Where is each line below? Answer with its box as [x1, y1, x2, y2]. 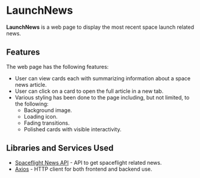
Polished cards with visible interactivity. [23, 125, 122, 132]
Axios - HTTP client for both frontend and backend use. [14, 165, 153, 173]
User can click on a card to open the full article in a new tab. [14, 88, 163, 95]
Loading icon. [23, 113, 58, 120]
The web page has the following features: [6, 63, 109, 70]
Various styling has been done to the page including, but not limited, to [14, 93, 190, 101]
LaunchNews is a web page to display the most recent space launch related [6, 23, 195, 31]
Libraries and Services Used [6, 143, 114, 153]
